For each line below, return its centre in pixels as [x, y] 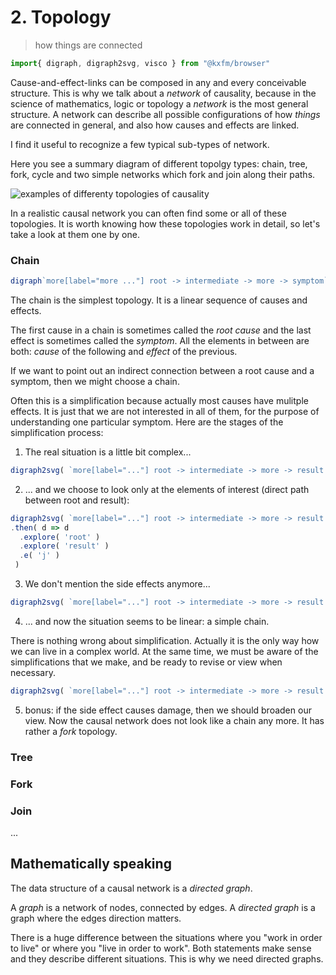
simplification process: [57, 432]
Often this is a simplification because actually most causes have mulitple [159, 400]
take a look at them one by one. [75, 234]
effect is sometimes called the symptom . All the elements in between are [160, 340]
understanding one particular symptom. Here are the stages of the [147, 422]
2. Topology [61, 17]
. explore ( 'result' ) [64, 546]
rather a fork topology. [71, 731]
